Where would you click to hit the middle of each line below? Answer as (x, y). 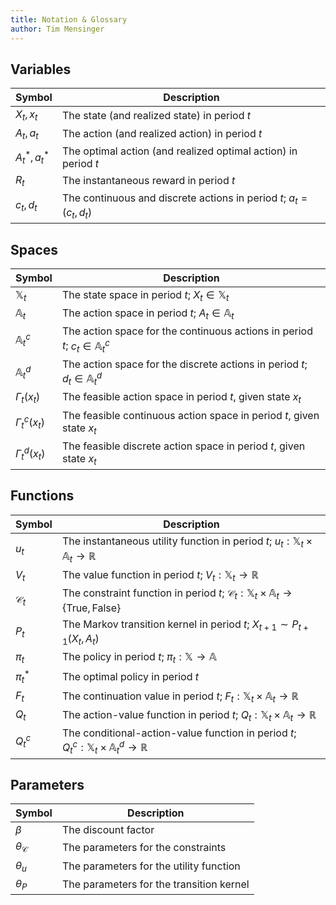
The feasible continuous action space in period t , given (190, 415)
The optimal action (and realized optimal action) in (179, 151)
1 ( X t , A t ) (80, 639)
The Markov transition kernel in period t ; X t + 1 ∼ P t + (185, 625)
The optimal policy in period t (130, 677)
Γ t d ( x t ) (30, 453)
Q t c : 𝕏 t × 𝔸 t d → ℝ (104, 747)
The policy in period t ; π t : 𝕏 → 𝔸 (139, 657)
